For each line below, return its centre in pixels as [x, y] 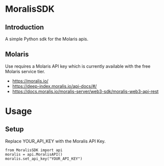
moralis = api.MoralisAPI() [34, 154]
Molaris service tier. [25, 71]
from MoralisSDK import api [34, 150]
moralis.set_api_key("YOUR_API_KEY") [44, 159]
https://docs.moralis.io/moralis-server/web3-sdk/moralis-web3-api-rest [85, 91]
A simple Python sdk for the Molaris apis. [47, 39]
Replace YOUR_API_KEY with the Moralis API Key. [55, 141]
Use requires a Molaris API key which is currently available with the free [78, 66]
